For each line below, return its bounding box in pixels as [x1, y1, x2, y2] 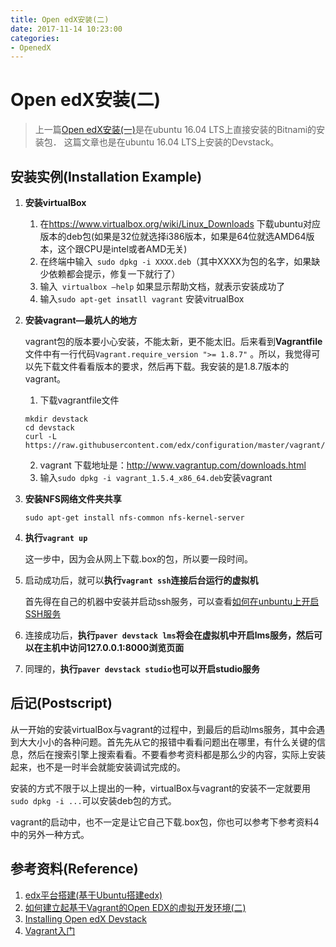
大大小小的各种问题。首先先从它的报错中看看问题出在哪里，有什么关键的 [18, 736, 317, 748]
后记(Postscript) [10, 695, 113, 712]
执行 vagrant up [24, 532, 88, 543]
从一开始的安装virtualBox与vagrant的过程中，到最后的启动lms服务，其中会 [10, 723, 317, 735]
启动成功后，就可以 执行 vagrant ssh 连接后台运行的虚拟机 [24, 574, 259, 586]
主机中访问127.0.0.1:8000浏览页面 [42, 642, 185, 653]
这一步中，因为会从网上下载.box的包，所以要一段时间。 [24, 553, 254, 565]
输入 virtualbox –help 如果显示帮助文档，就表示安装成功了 [39, 281, 286, 292]
